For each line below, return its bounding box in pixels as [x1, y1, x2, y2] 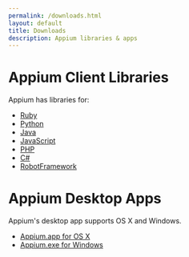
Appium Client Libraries [8, 69, 170, 86]
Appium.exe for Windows [19, 240, 104, 250]
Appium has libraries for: [8, 95, 90, 105]
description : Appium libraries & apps [8, 34, 138, 42]
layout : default [8, 19, 62, 27]
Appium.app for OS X [19, 231, 90, 241]
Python [19, 119, 44, 129]
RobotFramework [19, 162, 78, 171]
